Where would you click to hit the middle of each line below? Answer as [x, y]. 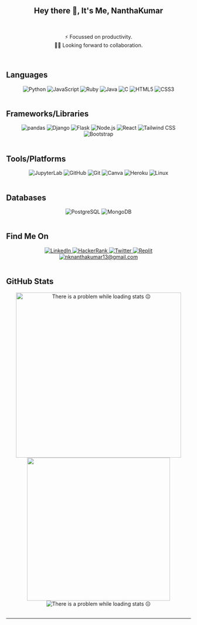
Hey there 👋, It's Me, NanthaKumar [98, 11]
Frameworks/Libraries [47, 114]
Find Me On [27, 236]
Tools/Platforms [36, 159]
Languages [27, 75]
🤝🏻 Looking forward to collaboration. [98, 45]
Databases [26, 197]
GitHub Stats [30, 281]
